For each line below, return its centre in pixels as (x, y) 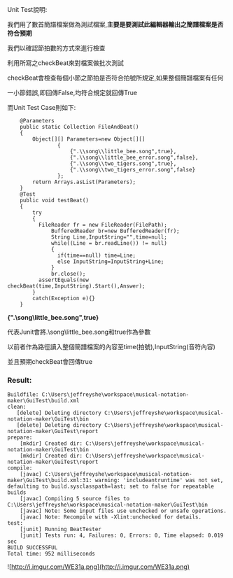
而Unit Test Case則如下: (42, 107)
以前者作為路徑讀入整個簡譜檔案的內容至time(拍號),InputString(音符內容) (111, 347)
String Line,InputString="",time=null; (110, 237)
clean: (17, 407)
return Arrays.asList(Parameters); (84, 182)
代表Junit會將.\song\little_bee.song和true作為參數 (79, 332)
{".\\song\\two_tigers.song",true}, (123, 164)
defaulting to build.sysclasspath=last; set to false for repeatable (111, 487)
